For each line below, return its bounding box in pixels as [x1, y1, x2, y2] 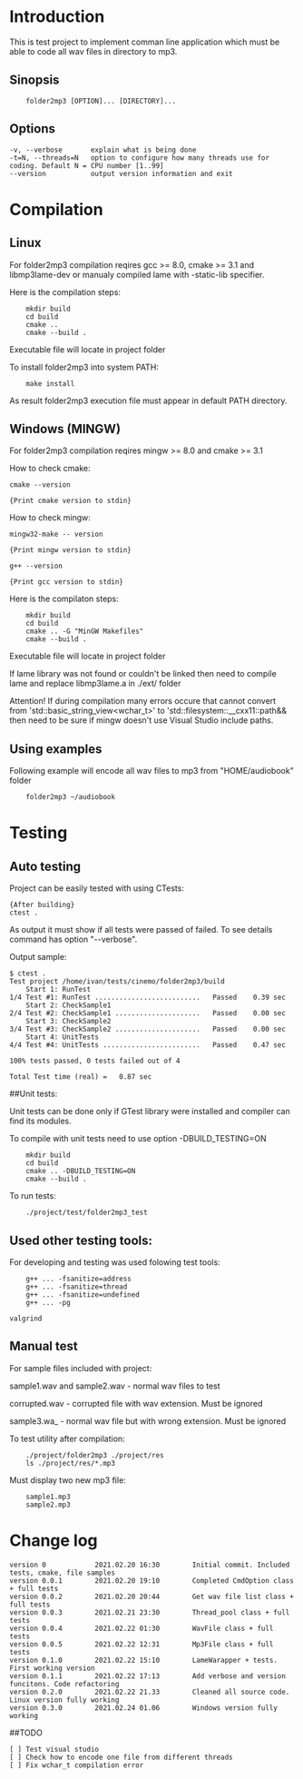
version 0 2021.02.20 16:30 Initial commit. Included [9, 1560, 290, 1569]
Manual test [9, 1339, 79, 1354]
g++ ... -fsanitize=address [25, 1274, 132, 1283]
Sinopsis [9, 73, 60, 88]
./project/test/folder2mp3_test [25, 1208, 148, 1218]
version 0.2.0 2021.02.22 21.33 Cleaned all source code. [9, 1687, 290, 1696]
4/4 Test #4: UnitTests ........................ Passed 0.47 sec [9, 1041, 286, 1050]
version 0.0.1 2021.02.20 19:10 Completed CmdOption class [9, 1576, 295, 1586]
